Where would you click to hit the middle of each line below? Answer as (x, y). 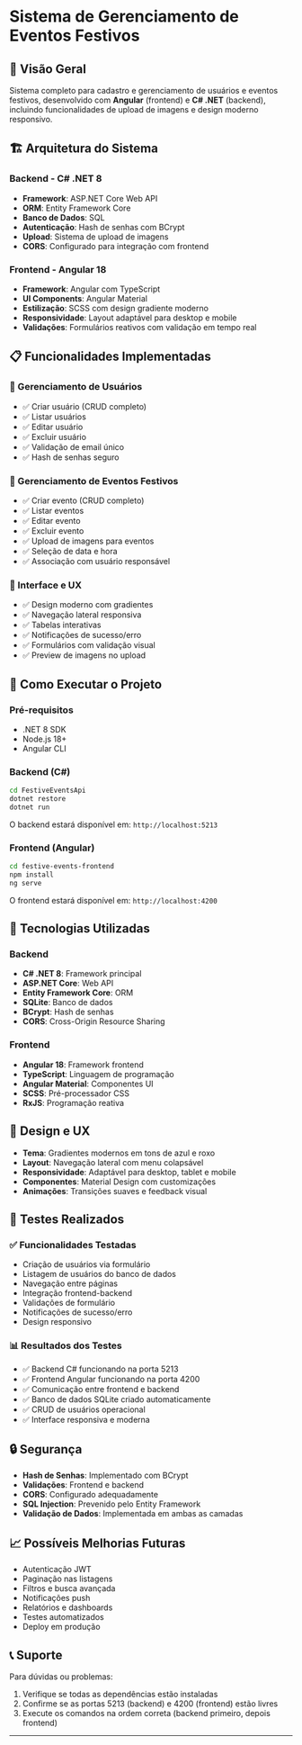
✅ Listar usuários (54, 417)
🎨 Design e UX (50, 1131)
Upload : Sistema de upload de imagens (95, 237)
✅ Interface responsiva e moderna (86, 1419)
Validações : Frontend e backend (83, 1485)
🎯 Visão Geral (48, 69)
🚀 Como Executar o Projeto (86, 684)
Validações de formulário (69, 1303)
